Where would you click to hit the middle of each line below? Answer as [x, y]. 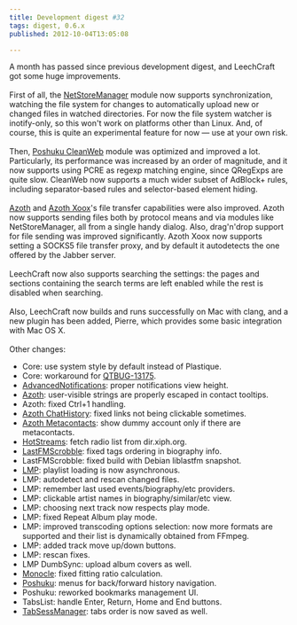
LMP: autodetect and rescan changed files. [101, 480]
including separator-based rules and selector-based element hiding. [134, 189]
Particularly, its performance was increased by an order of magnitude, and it [148, 161]
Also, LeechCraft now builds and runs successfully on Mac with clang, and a [149, 312]
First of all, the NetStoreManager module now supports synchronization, [141, 95]
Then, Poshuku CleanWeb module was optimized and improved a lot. [135, 152]
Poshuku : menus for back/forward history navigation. [119, 583]
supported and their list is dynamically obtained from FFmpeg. [136, 536]
